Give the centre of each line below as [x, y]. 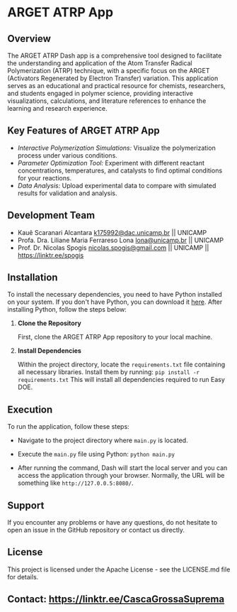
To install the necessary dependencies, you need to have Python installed [115, 295]
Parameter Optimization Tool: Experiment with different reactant [111, 163]
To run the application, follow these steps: [68, 427]
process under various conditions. [68, 155]
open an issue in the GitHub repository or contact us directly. [96, 530]
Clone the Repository [49, 323]
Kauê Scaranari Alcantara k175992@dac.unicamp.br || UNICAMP [112, 232]
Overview [29, 39]
